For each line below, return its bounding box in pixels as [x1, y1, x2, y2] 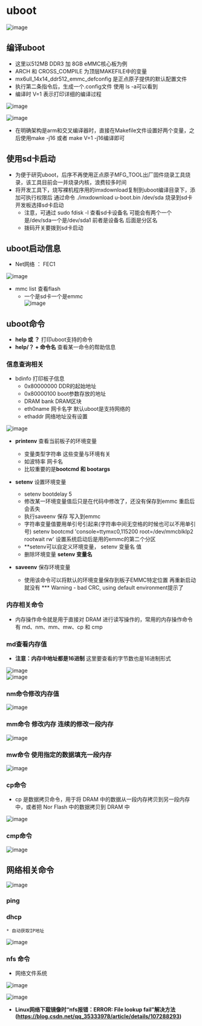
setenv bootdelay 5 [24, 490, 73, 498]
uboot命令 [6, 319, 45, 329]
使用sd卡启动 [6, 154, 56, 164]
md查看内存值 [6, 640, 47, 648]
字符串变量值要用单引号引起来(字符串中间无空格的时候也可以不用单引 [24, 521, 196, 528]
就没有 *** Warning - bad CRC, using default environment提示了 [24, 584, 184, 591]
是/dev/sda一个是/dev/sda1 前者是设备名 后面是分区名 [24, 216, 158, 224]
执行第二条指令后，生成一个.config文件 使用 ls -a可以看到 [15, 82, 158, 90]
